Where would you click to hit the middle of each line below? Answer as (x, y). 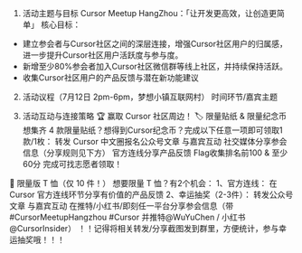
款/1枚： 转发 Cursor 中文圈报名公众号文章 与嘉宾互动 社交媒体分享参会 (155, 141)
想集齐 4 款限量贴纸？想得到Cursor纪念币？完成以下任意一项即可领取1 (152, 130)
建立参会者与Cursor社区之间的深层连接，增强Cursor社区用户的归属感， (155, 44)
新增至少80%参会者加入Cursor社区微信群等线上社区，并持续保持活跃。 (155, 66)
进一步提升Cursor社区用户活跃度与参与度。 (103, 55)
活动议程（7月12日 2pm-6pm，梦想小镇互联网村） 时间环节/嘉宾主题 (150, 97)
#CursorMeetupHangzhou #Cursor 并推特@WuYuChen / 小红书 (127, 217)
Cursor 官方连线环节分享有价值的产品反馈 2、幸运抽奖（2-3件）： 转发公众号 (151, 194)
